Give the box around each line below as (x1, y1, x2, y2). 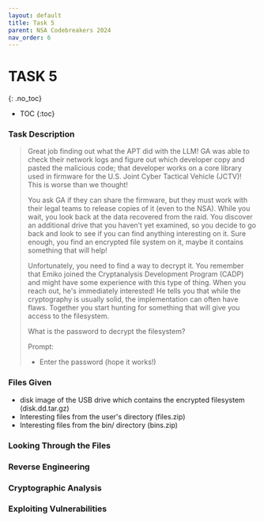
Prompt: (27, 342, 54, 351)
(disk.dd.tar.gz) (19, 404, 70, 413)
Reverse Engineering (8, 461, 90, 472)
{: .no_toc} (8, 94, 42, 103)
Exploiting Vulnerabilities (8, 503, 107, 514)
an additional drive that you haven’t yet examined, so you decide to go (27, 220, 257, 230)
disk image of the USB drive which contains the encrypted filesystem (19, 395, 245, 404)
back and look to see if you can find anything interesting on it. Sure (27, 229, 247, 238)
